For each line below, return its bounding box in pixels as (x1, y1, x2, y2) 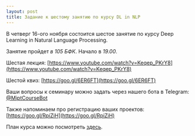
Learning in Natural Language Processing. (6, 36, 108, 43)
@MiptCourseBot (6, 94, 48, 101)
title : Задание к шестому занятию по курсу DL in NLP (6, 14, 141, 20)
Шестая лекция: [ (6, 59, 49, 66)
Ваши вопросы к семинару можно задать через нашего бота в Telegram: (6, 88, 190, 95)
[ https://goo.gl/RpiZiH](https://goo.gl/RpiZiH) (6, 112, 115, 119)
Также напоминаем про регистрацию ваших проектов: (6, 106, 145, 113)
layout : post (6, 8, 38, 15)
